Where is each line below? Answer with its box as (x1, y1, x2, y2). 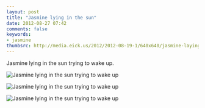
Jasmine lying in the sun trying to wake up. (6, 59, 114, 67)
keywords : (6, 32, 32, 38)
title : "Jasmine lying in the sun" (6, 15, 97, 21)
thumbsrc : (6, 43, 32, 49)
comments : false (6, 25, 48, 32)
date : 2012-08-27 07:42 (6, 20, 67, 26)
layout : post (6, 8, 40, 15)
